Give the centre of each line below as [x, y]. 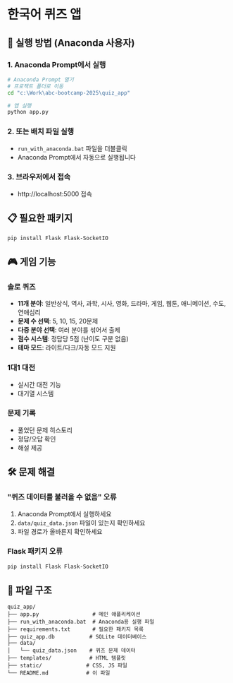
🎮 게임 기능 [32, 262]
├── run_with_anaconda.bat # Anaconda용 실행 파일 [81, 622]
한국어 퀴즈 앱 [44, 14]
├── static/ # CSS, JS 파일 [68, 666]
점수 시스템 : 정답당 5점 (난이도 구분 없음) [73, 339]
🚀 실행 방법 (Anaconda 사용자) [71, 43]
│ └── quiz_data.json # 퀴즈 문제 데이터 [71, 651]
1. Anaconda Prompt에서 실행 [57, 64]
